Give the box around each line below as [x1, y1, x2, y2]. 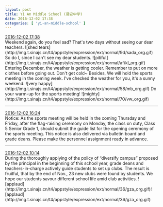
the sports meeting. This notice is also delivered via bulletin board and [5, 131, 146, 137]
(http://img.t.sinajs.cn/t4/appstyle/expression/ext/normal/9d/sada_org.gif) [5, 50, 153, 56]
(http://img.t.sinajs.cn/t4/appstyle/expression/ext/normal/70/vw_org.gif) [5, 96, 149, 102]
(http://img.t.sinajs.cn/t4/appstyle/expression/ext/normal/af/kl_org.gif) [5, 60, 146, 66]
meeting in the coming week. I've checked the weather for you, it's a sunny [5, 75, 155, 81]
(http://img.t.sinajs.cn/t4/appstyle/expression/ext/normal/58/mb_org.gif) [5, 86, 150, 92]
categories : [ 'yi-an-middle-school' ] [5, 20, 86, 26]
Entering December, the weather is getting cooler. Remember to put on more [5, 65, 158, 71]
